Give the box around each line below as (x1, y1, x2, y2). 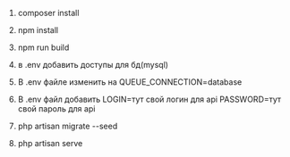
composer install (17, 8, 80, 18)
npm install (17, 25, 59, 35)
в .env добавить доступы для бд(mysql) (17, 60, 168, 70)
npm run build (17, 42, 70, 53)
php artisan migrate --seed (17, 120, 118, 131)
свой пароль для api (17, 103, 96, 114)
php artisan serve (17, 138, 83, 148)
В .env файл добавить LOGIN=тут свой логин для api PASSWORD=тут (17, 94, 282, 104)
